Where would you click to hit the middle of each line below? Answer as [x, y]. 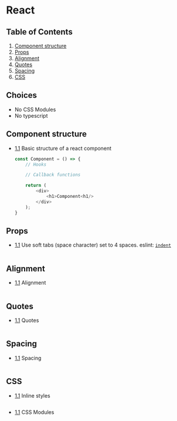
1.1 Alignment [30, 283]
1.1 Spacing [28, 358]
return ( [36, 186]
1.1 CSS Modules [34, 412]
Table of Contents [40, 32]
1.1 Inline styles [33, 395]
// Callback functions [53, 175]
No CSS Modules [35, 109]
